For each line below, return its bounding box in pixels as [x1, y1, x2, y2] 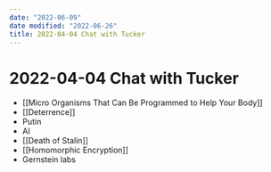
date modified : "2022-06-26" [9, 21, 118, 30]
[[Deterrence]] [21, 107, 76, 118]
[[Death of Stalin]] [21, 135, 89, 146]
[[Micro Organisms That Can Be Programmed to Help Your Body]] [21, 97, 263, 108]
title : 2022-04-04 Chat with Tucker [9, 29, 145, 38]
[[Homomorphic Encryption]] [21, 144, 129, 156]
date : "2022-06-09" [9, 12, 82, 22]
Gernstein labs [21, 154, 76, 165]
